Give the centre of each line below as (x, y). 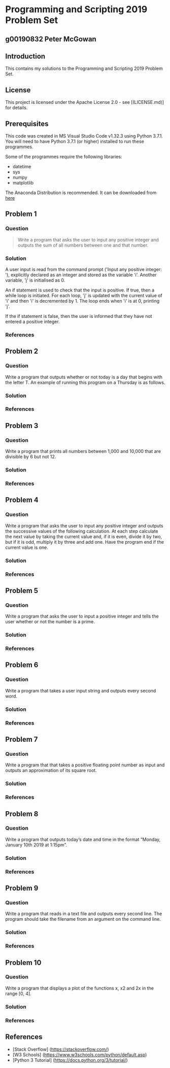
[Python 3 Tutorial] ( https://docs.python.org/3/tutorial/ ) (70, 1060)
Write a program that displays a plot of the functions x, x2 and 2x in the (79, 988)
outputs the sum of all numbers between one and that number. (83, 245)
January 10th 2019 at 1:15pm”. (36, 845)
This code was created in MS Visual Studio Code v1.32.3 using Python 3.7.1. (84, 136)
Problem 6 (22, 665)
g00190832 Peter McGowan (51, 39)
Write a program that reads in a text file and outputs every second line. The (84, 914)
